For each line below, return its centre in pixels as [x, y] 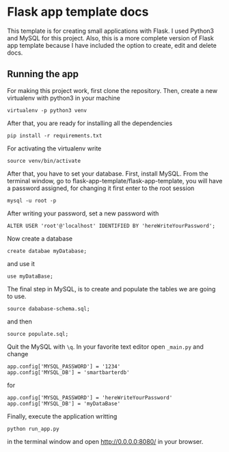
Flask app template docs [78, 12]
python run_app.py [33, 429]
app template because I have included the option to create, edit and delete [112, 45]
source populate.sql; [38, 334]
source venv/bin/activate [44, 161]
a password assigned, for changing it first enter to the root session [101, 188]
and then [19, 321]
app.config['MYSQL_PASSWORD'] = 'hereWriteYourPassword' [90, 397]
